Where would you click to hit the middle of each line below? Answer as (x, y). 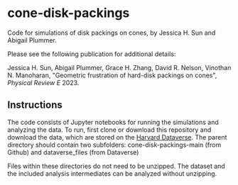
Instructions (35, 105)
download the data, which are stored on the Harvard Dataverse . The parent (117, 137)
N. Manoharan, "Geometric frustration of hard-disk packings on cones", (112, 75)
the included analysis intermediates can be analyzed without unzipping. (112, 173)
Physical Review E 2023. (43, 82)
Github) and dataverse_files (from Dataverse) (73, 152)
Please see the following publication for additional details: (92, 54)
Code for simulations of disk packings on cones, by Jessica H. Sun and (112, 33)
